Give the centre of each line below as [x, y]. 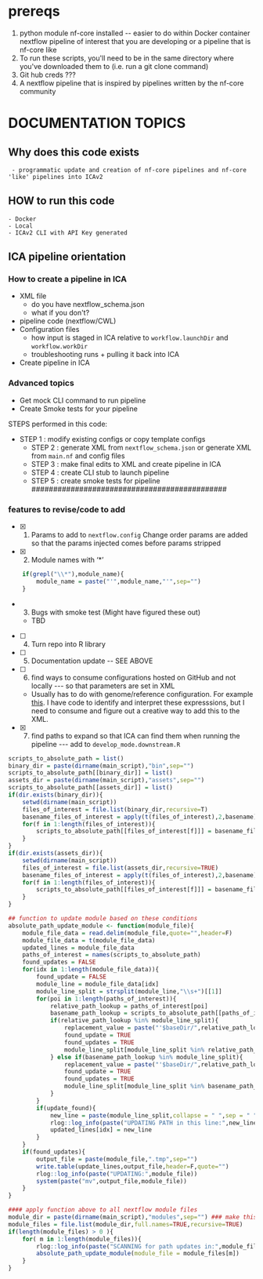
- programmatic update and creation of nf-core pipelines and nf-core [129, 170]
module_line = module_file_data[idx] [97, 984]
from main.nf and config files [78, 455]
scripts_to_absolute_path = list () [66, 758]
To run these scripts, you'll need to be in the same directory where [127, 58]
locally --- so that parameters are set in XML [103, 686]
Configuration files [49, 330]
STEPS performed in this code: [58, 424]
